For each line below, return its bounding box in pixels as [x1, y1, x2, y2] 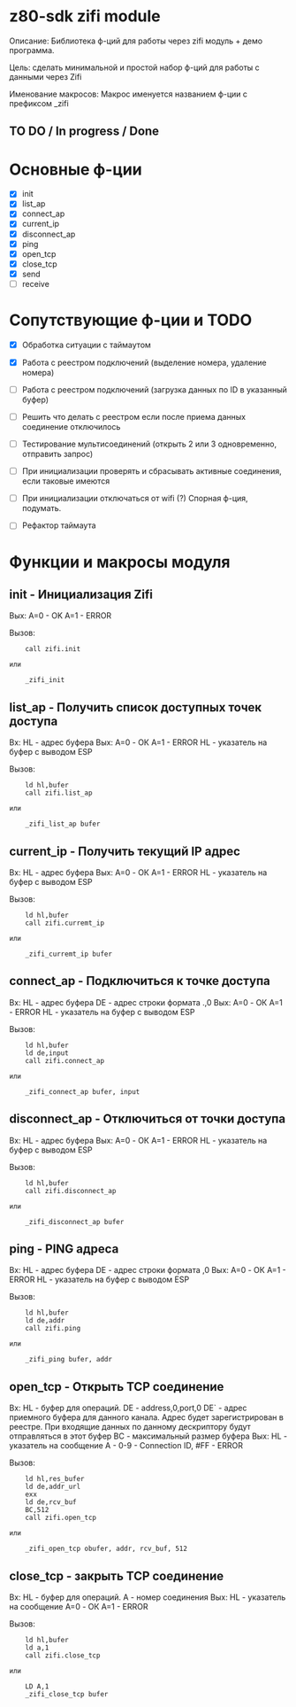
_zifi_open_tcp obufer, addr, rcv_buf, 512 [25, 1544, 188, 1554]
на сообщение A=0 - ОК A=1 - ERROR [9, 1602, 148, 1612]
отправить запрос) [21, 449, 94, 460]
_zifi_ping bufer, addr [25, 1355, 113, 1364]
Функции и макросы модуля [9, 552, 231, 572]
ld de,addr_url [25, 1482, 81, 1492]
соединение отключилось [21, 422, 121, 432]
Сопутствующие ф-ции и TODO [9, 310, 253, 330]
